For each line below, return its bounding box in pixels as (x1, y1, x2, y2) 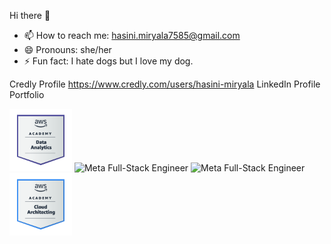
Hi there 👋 (9, 10, 51, 21)
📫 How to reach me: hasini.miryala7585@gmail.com (23, 30, 241, 41)
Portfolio (9, 89, 45, 100)
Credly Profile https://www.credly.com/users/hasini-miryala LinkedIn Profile (9, 78, 321, 90)
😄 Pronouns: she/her (23, 44, 112, 55)
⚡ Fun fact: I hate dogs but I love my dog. (23, 55, 194, 67)
